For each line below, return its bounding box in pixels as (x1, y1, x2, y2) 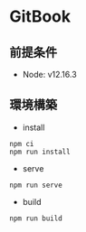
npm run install (9, 147, 71, 156)
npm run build (9, 214, 63, 223)
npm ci (9, 139, 34, 148)
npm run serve (9, 181, 63, 190)
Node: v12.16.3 (22, 70, 77, 79)
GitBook (9, 6, 72, 27)
